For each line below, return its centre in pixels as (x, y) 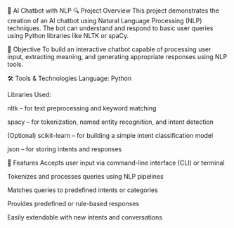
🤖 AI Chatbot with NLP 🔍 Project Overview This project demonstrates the (113, 11)
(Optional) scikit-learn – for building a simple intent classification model (110, 135)
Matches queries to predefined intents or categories (83, 190)
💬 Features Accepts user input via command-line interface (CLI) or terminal (116, 163)
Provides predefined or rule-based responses (73, 204)
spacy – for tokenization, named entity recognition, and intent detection (111, 122)
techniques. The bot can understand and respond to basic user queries (110, 28)
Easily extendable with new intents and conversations (85, 217)
